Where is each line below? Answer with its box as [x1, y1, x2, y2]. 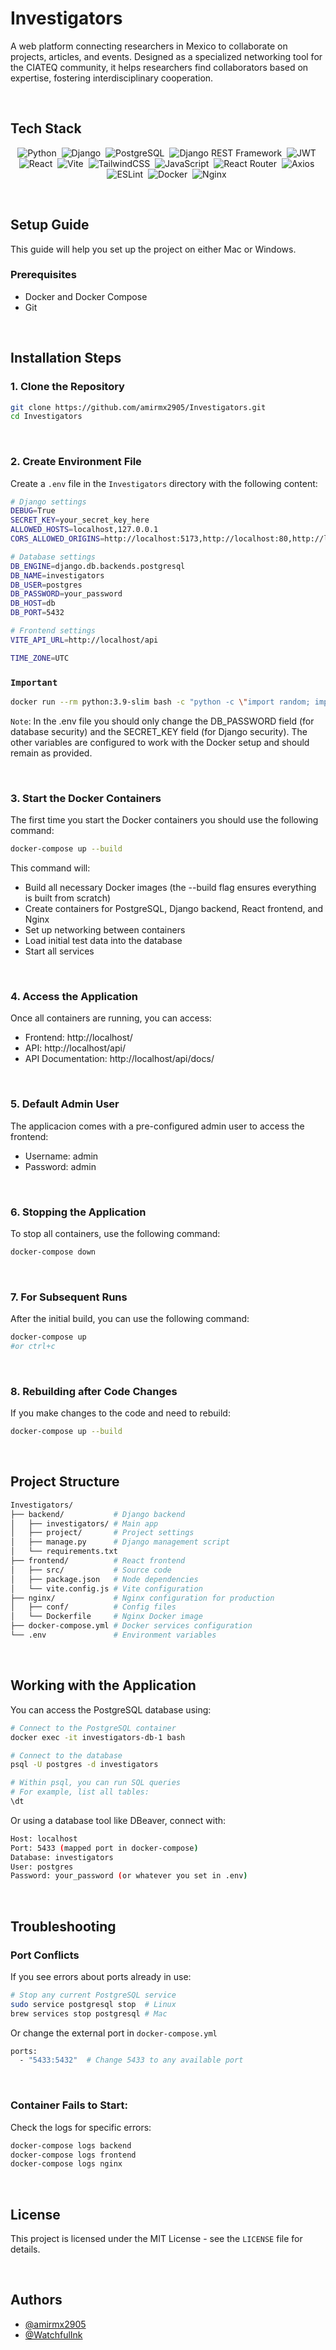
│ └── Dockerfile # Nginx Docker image [10, 1612, 203, 1622]
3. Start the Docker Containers [10, 791, 162, 805]
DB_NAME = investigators [10, 570, 105, 581]
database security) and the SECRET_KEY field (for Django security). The [10, 725, 308, 737]
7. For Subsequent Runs [10, 1290, 128, 1304]
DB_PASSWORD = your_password [10, 589, 123, 599]
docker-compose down [10, 1247, 97, 1257]
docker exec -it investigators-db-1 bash [10, 1732, 186, 1742]
